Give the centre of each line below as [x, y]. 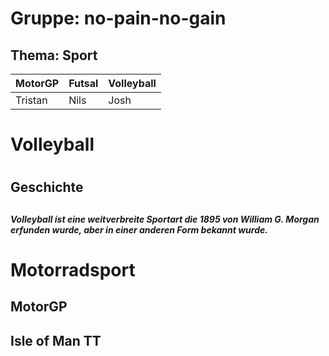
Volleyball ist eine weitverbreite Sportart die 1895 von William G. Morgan [165, 219]
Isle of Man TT [56, 340]
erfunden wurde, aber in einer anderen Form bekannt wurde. [139, 229]
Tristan [31, 100]
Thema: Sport [54, 55]
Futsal [83, 83]
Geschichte [47, 187]
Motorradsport [73, 269]
